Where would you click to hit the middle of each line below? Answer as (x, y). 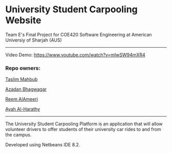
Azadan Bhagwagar (26, 89)
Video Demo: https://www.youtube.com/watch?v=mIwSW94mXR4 (76, 54)
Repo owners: (23, 68)
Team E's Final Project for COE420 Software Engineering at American (79, 34)
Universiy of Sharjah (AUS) (34, 40)
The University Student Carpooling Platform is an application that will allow (84, 124)
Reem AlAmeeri (22, 99)
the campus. (18, 135)
